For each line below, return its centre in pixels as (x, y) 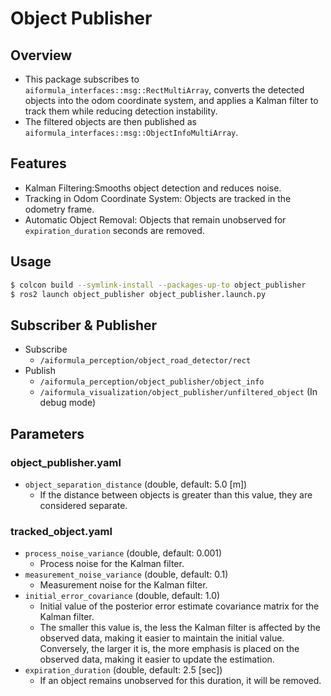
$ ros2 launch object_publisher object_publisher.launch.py (138, 294)
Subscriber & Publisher (84, 325)
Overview (41, 55)
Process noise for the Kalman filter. (112, 564)
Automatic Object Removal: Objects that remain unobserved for (155, 219)
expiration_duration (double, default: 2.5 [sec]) (123, 670)
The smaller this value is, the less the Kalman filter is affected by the (180, 628)
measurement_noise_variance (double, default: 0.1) (126, 574)
